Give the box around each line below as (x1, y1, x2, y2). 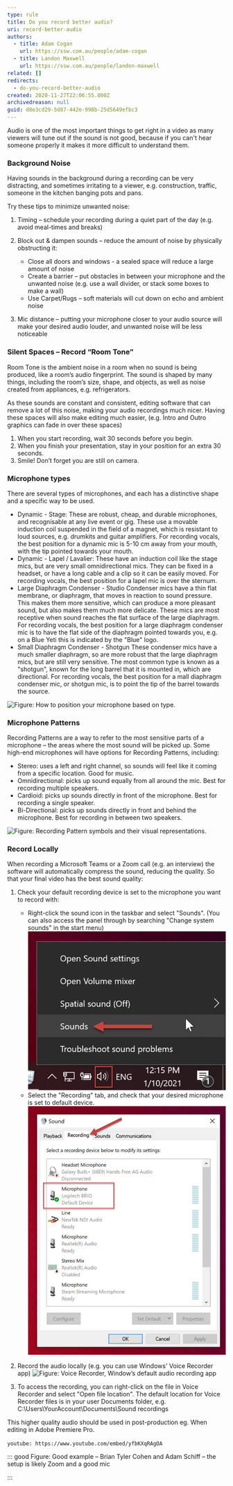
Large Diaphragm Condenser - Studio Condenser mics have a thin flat (17, 584, 217, 592)
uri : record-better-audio (7, 26, 82, 33)
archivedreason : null (7, 99, 70, 106)
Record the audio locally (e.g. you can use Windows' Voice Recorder (17, 1361, 214, 1370)
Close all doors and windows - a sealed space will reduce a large (27, 257, 214, 266)
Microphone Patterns (7, 718, 80, 727)
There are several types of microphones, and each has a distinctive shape (7, 489, 219, 498)
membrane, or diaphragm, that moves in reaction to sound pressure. (17, 591, 213, 600)
